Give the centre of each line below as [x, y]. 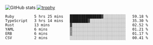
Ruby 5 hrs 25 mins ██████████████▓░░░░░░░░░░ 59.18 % [77, 17]
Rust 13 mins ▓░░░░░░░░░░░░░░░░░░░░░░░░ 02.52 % [77, 25]
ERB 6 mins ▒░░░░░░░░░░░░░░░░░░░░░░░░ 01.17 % [77, 34]
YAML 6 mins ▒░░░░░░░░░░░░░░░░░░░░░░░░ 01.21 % [77, 29]
